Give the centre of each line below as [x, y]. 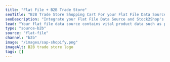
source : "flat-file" [27, 33]
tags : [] [14, 51]
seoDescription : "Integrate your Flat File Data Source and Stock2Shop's [85, 19]
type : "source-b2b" [26, 28]
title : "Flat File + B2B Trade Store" [46, 10]
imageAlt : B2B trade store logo [39, 47]
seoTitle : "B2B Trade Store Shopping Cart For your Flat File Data [78, 14]
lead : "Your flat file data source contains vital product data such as [83, 24]
